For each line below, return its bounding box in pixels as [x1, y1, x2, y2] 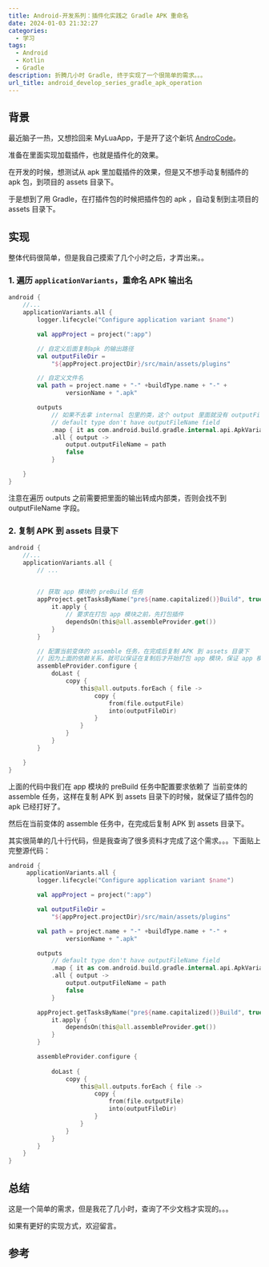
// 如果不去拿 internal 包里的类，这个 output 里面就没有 [50, 410, 228, 419]
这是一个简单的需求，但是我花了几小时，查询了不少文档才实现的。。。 [8, 1204, 233, 1214]
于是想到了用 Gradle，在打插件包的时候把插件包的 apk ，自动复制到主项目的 [8, 194, 259, 204]
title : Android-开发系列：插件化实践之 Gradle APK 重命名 [8, 11, 189, 20]
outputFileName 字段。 [8, 502, 84, 513]
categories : [8, 26, 48, 34]
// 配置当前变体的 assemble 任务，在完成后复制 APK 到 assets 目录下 [37, 647, 250, 656]
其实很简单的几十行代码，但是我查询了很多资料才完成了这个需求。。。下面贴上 [8, 835, 261, 845]
